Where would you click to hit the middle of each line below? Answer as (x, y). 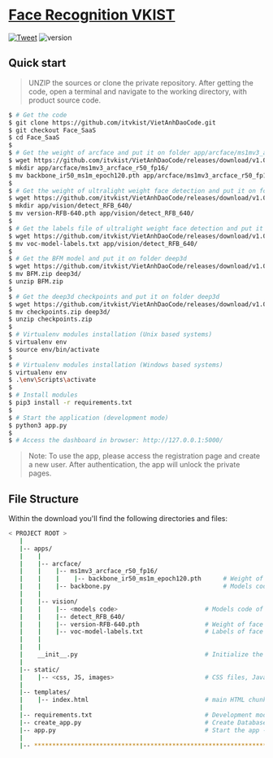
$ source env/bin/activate (54, 349)
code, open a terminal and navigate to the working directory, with (138, 91)
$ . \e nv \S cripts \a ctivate (52, 380)
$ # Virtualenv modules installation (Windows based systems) (116, 365)
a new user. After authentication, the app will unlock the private (134, 465)
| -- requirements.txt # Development (136, 715)
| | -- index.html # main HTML (132, 700)
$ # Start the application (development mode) (89, 418)
